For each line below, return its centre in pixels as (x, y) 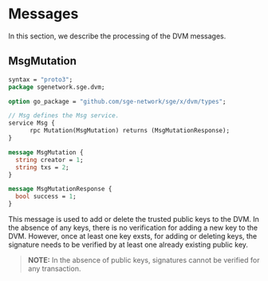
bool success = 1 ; (46, 196)
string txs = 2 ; (42, 167)
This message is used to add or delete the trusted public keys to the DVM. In (134, 219)
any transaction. (54, 269)
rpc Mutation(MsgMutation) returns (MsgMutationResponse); (129, 131)
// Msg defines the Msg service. (64, 116)
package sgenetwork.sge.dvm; (57, 87)
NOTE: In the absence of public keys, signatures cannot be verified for (144, 260)
